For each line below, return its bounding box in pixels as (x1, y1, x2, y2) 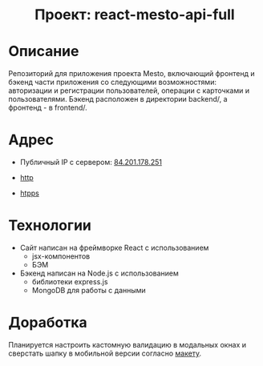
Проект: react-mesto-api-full (34, 6, 235, 24)
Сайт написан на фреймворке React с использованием (19, 243, 209, 252)
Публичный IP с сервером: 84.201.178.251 (19, 158, 163, 167)
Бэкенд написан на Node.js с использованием (19, 268, 179, 278)
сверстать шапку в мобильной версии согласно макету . (8, 348, 202, 358)
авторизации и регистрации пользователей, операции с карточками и (8, 86, 250, 95)
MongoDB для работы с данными (31, 286, 146, 295)
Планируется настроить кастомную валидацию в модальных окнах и (8, 340, 247, 349)
